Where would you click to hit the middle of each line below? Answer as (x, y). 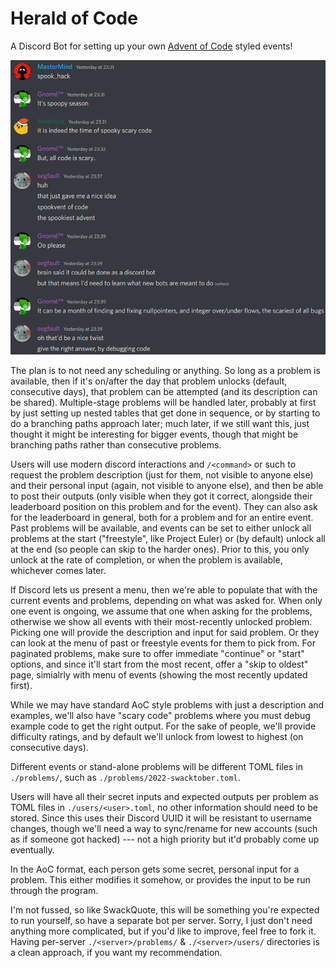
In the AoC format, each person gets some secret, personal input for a (155, 869)
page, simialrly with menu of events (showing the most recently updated (159, 674)
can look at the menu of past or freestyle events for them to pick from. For (163, 643)
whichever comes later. (58, 570)
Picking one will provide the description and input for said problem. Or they (165, 632)
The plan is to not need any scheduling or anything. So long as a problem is (165, 370)
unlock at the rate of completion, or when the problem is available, (146, 559)
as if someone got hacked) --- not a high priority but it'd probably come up (165, 839)
